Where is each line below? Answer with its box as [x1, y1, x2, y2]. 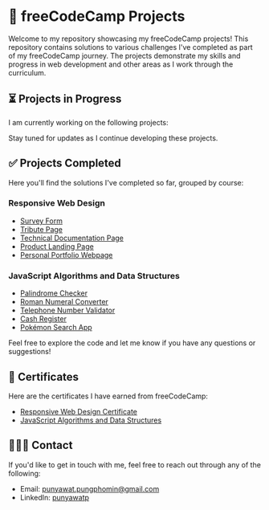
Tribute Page [19, 224, 63, 234]
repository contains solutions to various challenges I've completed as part [8, 42, 253, 51]
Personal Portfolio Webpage [19, 250, 113, 259]
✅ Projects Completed [8, 157, 122, 170]
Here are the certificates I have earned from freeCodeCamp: [8, 391, 209, 401]
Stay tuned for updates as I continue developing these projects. [8, 133, 218, 143]
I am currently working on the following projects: [8, 117, 169, 127]
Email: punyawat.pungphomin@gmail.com [19, 483, 160, 493]
